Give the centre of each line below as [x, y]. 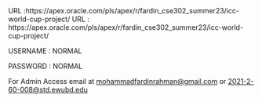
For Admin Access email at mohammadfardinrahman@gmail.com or [117, 81]
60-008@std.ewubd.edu [48, 89]
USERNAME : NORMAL [45, 51]
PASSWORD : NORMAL [45, 66]
